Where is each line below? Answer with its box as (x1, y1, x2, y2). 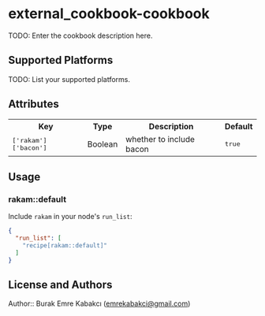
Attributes (8, 98, 59, 111)
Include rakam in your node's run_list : (8, 212, 132, 221)
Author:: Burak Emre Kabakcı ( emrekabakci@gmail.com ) (8, 299, 191, 308)
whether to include (125, 133, 196, 144)
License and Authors (8, 278, 113, 292)
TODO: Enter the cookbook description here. (8, 31, 153, 40)
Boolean (87, 139, 118, 150)
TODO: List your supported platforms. (8, 74, 131, 84)
